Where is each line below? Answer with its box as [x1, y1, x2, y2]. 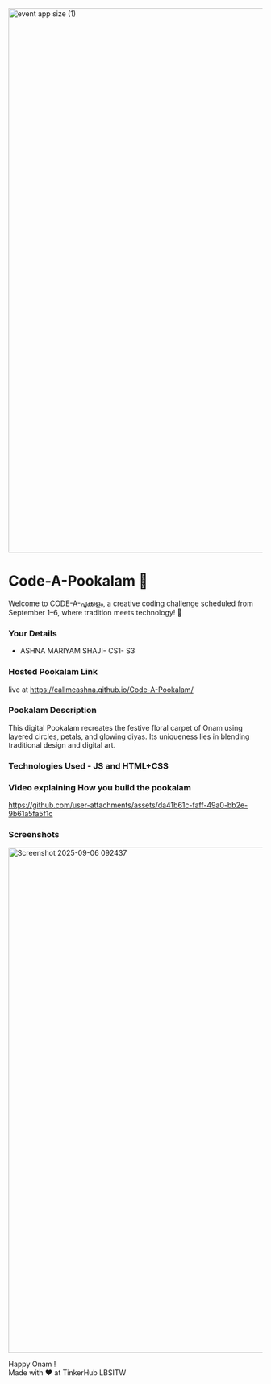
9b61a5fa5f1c [8, 809, 53, 819]
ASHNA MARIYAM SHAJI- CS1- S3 [19, 646, 135, 656]
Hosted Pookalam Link [8, 666, 98, 677]
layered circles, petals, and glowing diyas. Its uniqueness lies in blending [8, 732, 250, 741]
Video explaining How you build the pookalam [8, 782, 192, 793]
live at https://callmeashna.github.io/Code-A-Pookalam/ [8, 685, 194, 694]
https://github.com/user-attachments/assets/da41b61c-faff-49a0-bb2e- [8, 800, 248, 810]
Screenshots [8, 828, 60, 840]
